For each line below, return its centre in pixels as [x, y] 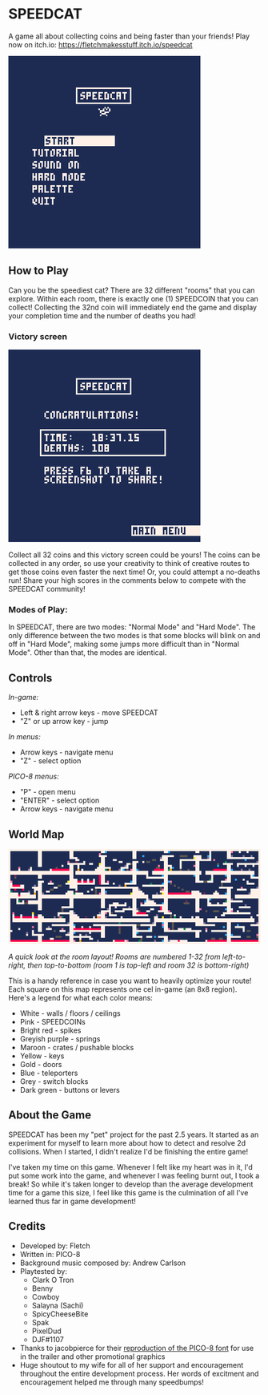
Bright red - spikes [50, 1030]
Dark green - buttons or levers [70, 1090]
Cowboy [46, 1296]
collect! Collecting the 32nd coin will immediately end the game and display [133, 307]
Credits [27, 1226]
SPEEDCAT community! [47, 589]
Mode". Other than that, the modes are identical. [88, 653]
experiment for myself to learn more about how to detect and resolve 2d [127, 1142]
